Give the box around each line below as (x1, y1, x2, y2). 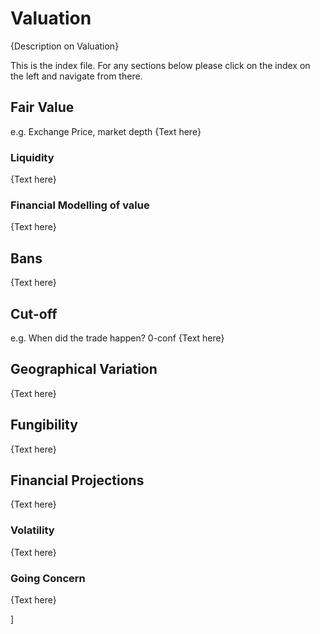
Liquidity (10, 150, 55, 164)
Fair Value (10, 99, 75, 116)
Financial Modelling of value (10, 198, 150, 212)
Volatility (10, 523, 55, 537)
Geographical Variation (10, 361, 158, 378)
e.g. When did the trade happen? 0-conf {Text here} (10, 332, 225, 344)
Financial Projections (10, 472, 145, 489)
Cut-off (10, 305, 58, 322)
